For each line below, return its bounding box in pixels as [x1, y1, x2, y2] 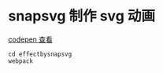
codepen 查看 [8, 35, 54, 44]
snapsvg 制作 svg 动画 [8, 7, 156, 25]
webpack [8, 57, 34, 65]
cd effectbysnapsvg [8, 50, 72, 58]
